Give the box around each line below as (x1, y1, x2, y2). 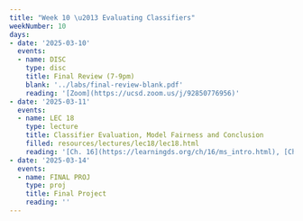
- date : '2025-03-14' (9, 155, 91, 165)
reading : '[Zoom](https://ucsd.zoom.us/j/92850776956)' (25, 88, 241, 97)
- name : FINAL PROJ (17, 172, 91, 181)
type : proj (25, 181, 67, 190)
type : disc (25, 64, 67, 73)
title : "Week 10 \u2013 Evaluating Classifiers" (9, 13, 196, 23)
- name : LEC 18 (17, 114, 75, 123)
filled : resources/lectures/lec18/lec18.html (25, 139, 200, 148)
